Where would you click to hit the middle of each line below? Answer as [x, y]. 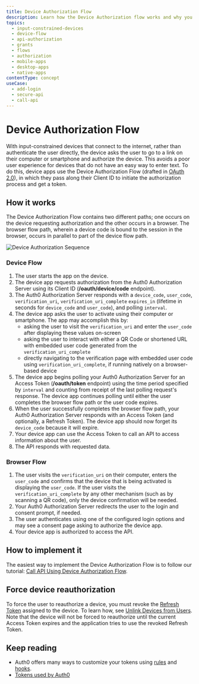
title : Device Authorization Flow [49, 12]
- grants [22, 45]
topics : [16, 23]
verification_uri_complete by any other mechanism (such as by [94, 494]
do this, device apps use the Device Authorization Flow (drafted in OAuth [95, 171]
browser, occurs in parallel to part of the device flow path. [77, 236]
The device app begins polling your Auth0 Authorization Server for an [100, 377]
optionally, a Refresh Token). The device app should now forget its [96, 421]
